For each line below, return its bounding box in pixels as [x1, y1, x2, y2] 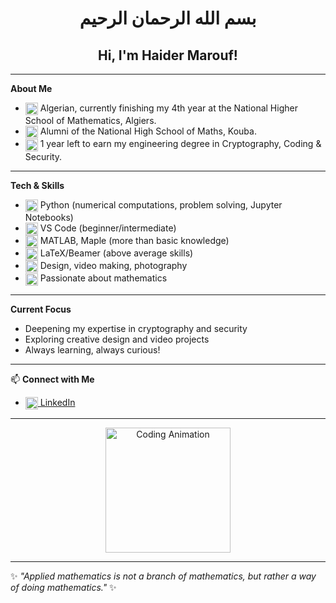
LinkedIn [39, 396, 76, 408]
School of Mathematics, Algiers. [24, 115, 157, 127]
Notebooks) [24, 211, 74, 223]
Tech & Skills [10, 179, 65, 191]
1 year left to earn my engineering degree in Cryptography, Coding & [39, 138, 322, 150]
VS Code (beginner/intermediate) [39, 222, 177, 234]
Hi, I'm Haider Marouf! [98, 47, 238, 64]
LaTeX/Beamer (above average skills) [39, 247, 194, 259]
